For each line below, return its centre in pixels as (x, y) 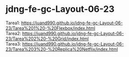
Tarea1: (13, 23)
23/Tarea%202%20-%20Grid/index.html (47, 39)
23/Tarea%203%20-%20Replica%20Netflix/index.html (62, 49)
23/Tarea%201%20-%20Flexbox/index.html (50, 28)
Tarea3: (13, 44)
